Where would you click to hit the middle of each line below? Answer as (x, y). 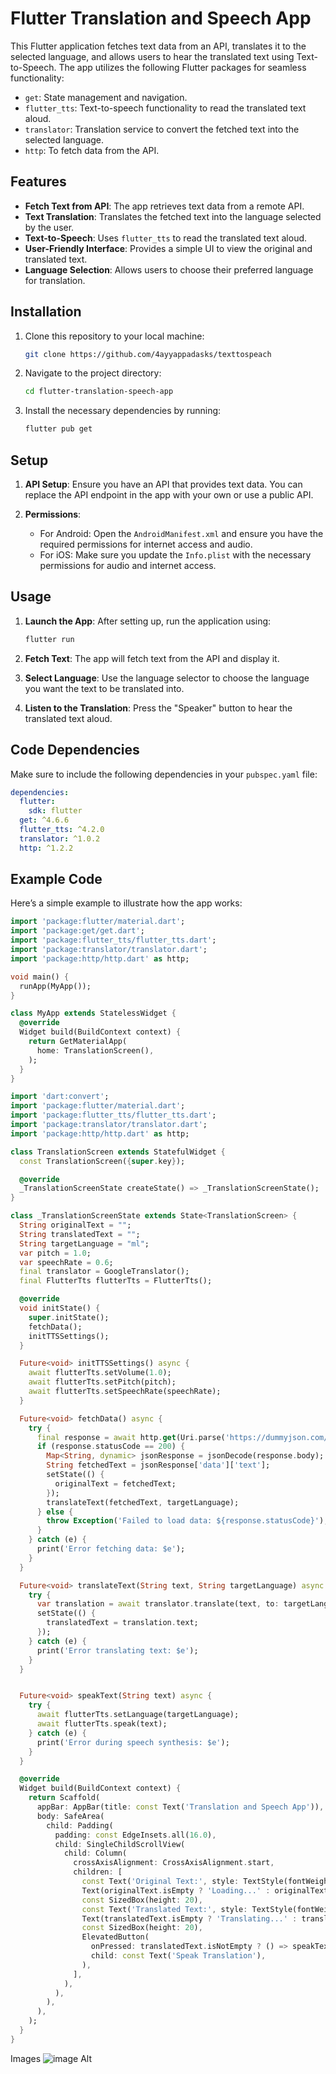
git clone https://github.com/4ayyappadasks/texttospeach (148, 354)
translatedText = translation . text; (122, 1623)
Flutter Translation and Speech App (161, 18)
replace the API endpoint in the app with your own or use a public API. (169, 495)
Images (26, 2058)
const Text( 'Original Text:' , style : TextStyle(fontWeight (207, 1882)
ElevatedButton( (115, 1937)
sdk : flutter (55, 811)
